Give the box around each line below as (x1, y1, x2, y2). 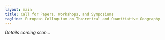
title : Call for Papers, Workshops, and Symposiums (5, 12, 114, 17)
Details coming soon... (5, 30, 51, 36)
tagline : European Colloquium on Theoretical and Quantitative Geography (5, 16, 161, 21)
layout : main (5, 7, 32, 12)
